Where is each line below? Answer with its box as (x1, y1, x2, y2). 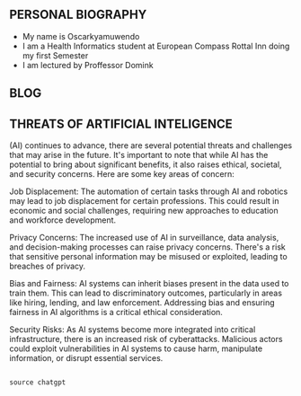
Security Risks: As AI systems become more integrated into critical (9, 324, 256, 335)
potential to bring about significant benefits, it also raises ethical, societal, (9, 159, 282, 170)
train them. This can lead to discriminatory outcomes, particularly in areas (9, 287, 283, 299)
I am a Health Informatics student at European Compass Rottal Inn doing (22, 40, 290, 51)
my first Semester (22, 49, 89, 61)
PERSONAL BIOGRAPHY (9, 7, 147, 22)
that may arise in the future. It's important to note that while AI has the (9, 150, 269, 161)
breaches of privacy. (9, 260, 86, 272)
